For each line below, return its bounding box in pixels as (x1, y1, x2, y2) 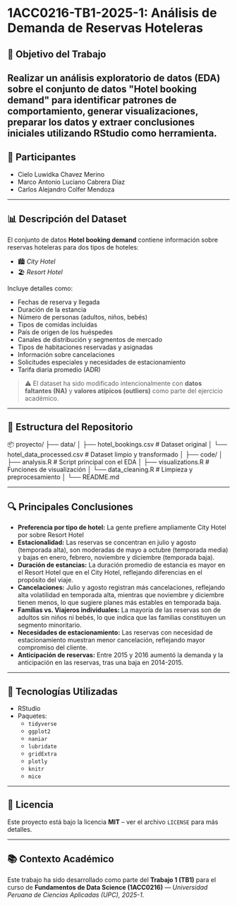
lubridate (28, 743, 58, 751)
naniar (28, 736, 48, 743)
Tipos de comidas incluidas (17, 320, 97, 329)
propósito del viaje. (17, 576, 74, 584)
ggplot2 (28, 728, 51, 736)
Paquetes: (17, 712, 47, 720)
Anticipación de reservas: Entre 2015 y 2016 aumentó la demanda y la (17, 651, 224, 659)
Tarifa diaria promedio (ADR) (17, 365, 101, 374)
